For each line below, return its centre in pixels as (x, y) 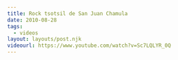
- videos (26, 33)
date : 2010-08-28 (32, 20)
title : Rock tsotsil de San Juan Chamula (68, 13)
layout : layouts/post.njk (44, 39)
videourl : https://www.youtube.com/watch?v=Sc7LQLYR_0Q (89, 46)
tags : (15, 26)
